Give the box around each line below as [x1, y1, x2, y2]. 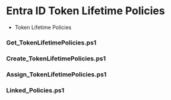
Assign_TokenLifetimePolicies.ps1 [6, 70, 107, 78]
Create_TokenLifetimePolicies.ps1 [6, 54, 106, 63]
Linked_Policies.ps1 [6, 86, 65, 94]
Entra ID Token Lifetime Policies [6, 4, 165, 18]
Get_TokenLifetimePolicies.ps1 [6, 38, 97, 47]
